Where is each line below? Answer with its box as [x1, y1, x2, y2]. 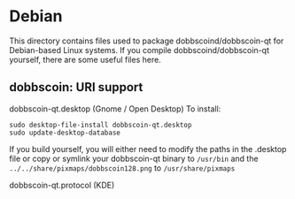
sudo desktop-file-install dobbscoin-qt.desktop [9, 120, 192, 129]
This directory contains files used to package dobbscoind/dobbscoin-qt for [9, 35, 284, 46]
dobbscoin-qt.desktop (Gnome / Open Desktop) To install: [9, 103, 221, 114]
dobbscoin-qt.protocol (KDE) [9, 180, 115, 190]
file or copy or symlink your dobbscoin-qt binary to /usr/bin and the [9, 153, 259, 164]
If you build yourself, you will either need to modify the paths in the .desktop [9, 143, 287, 154]
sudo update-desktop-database [9, 128, 121, 137]
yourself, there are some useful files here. [9, 54, 161, 65]
